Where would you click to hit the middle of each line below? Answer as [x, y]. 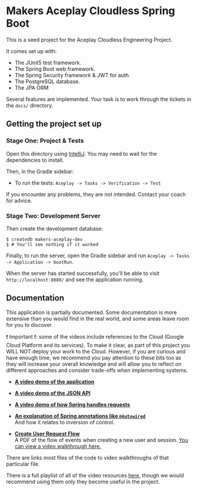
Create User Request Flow [47, 433]
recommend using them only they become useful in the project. [83, 482]
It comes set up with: [31, 51]
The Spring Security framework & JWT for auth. [72, 75]
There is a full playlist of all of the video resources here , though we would [95, 475]
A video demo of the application [54, 381]
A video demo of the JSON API [53, 393]
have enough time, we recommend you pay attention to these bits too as [94, 358]
